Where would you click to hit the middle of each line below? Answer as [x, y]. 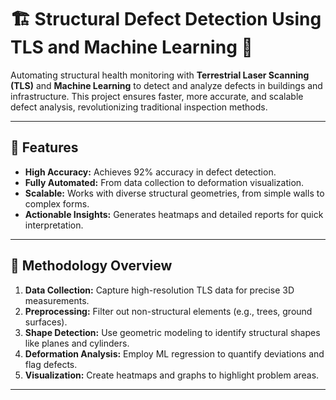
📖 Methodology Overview [91, 266]
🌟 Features [44, 147]
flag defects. [51, 364]
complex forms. [57, 203]
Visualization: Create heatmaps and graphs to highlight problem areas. [172, 375]
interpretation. [54, 225]
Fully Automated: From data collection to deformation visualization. [164, 182]
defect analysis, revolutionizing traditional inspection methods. [139, 107]
